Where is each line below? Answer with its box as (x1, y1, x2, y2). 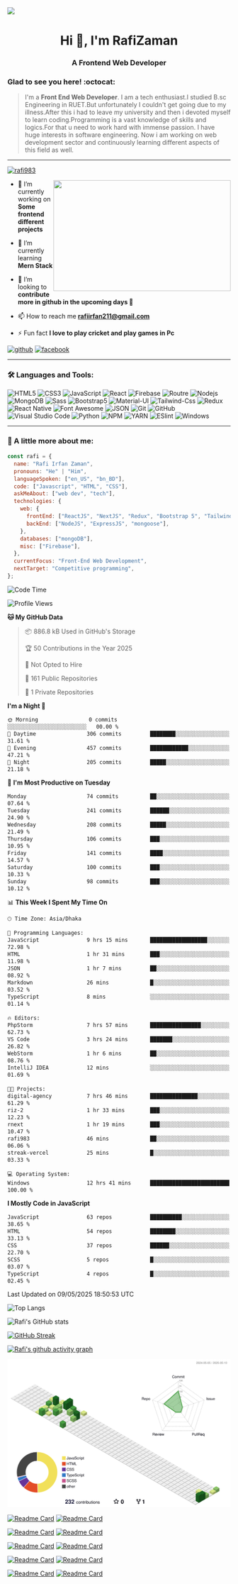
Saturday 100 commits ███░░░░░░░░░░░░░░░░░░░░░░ (7, 863, 230, 871)
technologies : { (13, 498, 62, 505)
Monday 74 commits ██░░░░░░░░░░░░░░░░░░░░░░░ (7, 792, 230, 800)
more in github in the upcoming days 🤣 (17, 298, 134, 306)
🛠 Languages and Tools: (7, 370, 94, 380)
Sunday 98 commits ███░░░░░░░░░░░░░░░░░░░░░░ (7, 877, 230, 885)
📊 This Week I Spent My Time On (7, 897, 108, 907)
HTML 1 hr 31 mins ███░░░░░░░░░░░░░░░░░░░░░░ (7, 951, 230, 958)
